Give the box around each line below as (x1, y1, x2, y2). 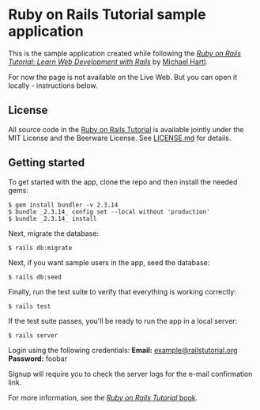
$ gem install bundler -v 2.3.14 (8, 200, 119, 209)
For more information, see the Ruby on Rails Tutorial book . (8, 393, 198, 402)
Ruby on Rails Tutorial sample (8, 6, 206, 24)
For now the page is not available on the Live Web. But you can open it (8, 72, 238, 82)
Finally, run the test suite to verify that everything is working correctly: (8, 287, 237, 296)
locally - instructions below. (8, 81, 98, 90)
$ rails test (8, 302, 51, 310)
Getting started (8, 156, 85, 169)
